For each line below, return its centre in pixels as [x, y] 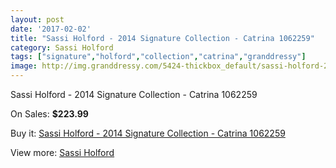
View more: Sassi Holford [62, 152]
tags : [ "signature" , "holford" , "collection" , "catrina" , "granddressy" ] [158, 57]
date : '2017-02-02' [51, 29]
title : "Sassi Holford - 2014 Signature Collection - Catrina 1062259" [162, 38]
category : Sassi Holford [62, 47]
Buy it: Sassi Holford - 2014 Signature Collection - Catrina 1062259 [148, 133]
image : [24, 66]
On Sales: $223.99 [49, 114]
